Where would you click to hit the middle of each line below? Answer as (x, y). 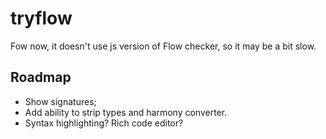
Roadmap (41, 77)
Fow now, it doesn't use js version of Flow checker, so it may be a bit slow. (163, 46)
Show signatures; (60, 101)
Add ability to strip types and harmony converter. (126, 112)
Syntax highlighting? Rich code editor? (104, 123)
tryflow (41, 18)
